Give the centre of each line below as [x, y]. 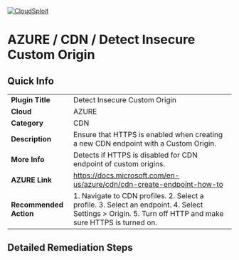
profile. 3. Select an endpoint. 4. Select [138, 205]
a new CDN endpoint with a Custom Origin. [145, 143]
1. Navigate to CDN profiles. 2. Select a [139, 196]
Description [31, 139]
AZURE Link [31, 180]
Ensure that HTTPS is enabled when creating [148, 135]
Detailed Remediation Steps [70, 248]
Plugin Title [31, 100]
